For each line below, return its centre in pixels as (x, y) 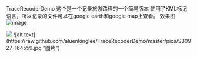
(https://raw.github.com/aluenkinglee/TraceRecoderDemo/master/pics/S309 (98, 41)
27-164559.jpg (24, 48)
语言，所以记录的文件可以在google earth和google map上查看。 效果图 (91, 16)
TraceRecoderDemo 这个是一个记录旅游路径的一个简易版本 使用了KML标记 (96, 9)
